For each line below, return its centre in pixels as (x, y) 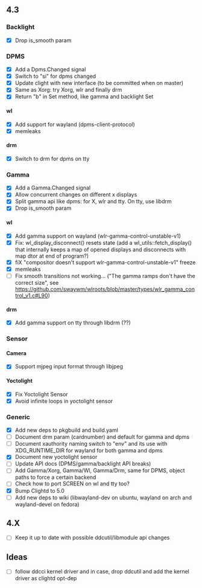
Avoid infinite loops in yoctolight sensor (64, 401)
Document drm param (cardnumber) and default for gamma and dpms (102, 437)
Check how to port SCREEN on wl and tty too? (72, 484)
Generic (18, 417)
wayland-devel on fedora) (47, 504)
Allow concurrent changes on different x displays (76, 195)
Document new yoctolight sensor (56, 457)
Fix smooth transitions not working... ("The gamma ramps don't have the (105, 276)
